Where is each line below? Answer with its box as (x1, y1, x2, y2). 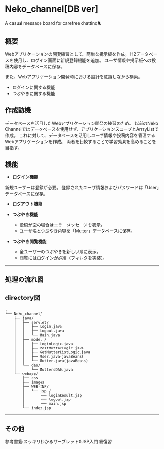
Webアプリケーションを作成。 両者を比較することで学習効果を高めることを (5, 138, 157, 144)
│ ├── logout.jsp (22, 397, 71, 402)
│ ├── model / (14, 337, 47, 342)
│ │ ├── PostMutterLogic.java (14, 346, 84, 350)
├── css (22, 375, 38, 380)
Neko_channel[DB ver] (5, 3, 99, 15)
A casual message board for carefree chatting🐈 (5, 20, 101, 25)
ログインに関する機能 (12, 84, 55, 90)
